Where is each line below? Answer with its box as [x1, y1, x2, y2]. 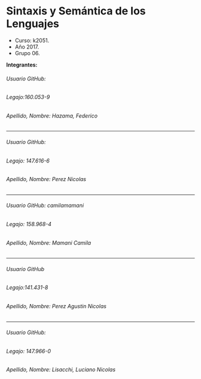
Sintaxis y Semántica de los [6, 4, 146, 18]
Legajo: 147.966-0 [6, 347, 51, 354]
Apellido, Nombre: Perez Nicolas [6, 176, 87, 183]
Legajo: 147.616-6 [6, 157, 50, 164]
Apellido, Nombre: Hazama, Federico [6, 112, 98, 119]
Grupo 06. [14, 49, 40, 56]
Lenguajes [6, 17, 60, 31]
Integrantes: [6, 61, 38, 68]
